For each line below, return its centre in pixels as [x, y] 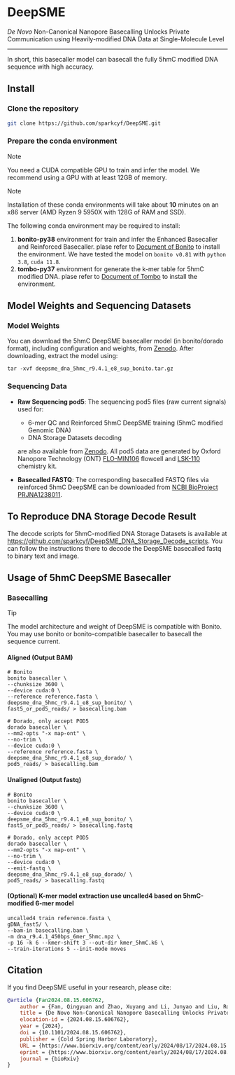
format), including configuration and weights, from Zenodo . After [101, 348]
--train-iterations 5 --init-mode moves [67, 949]
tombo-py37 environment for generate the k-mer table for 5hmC [111, 269]
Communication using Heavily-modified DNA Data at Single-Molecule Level [116, 39]
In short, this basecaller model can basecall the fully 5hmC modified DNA [113, 59]
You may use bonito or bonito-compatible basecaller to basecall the [105, 634]
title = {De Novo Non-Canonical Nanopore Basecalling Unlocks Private [125, 1013]
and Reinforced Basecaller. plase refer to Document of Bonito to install [119, 247]
